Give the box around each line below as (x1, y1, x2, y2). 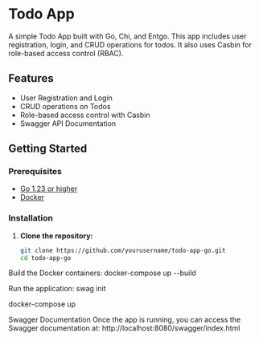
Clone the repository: (19, 230, 93, 241)
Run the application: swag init (8, 284, 106, 294)
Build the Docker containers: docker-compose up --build (8, 268, 197, 278)
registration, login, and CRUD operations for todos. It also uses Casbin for (8, 39, 252, 49)
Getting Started (8, 142, 88, 156)
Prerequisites (8, 166, 62, 177)
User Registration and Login (19, 93, 113, 103)
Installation (8, 213, 54, 224)
